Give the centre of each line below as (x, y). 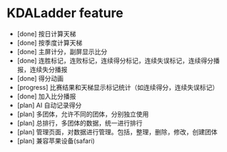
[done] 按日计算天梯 (46, 34)
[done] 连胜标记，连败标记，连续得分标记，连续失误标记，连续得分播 (118, 60)
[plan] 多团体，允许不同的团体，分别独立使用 (83, 114)
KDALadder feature (65, 13)
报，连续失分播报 (42, 69)
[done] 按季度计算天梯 (50, 42)
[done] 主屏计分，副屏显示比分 (62, 51)
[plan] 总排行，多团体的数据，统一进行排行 (80, 123)
